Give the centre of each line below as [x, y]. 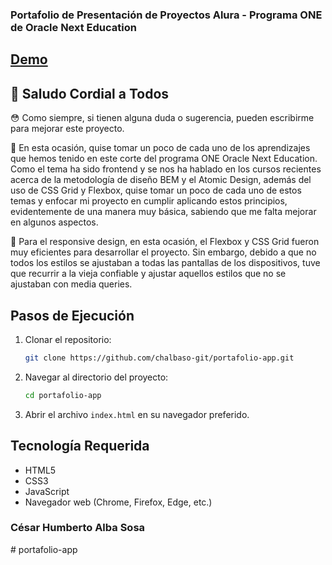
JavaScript [47, 491]
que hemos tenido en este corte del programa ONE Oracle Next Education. [164, 159]
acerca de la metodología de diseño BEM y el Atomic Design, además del [161, 180]
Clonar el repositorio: [68, 339]
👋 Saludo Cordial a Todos [90, 93]
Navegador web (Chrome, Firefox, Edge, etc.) [118, 502]
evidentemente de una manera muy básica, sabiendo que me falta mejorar [163, 212]
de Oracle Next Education [73, 27]
